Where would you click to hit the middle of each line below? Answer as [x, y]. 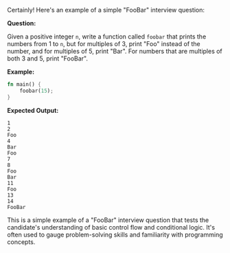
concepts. [21, 242]
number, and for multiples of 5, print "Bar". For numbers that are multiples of [115, 51]
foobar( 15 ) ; [36, 91]
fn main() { [24, 85]
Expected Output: [33, 110]
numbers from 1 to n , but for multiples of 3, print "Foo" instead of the [104, 44]
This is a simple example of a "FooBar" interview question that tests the [108, 220]
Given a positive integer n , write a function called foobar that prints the [107, 36]
